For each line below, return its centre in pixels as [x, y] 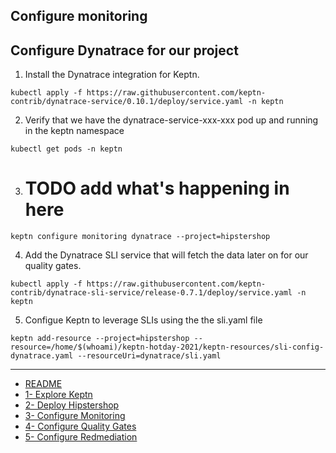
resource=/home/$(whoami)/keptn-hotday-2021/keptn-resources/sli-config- [167, 347]
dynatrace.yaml [42, 356]
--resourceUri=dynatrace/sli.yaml [149, 356]
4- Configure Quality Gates [80, 426]
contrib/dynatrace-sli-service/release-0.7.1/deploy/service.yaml [151, 293]
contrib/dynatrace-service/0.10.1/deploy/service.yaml [127, 102]
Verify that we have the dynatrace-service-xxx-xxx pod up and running [171, 120]
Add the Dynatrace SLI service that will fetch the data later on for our [166, 255]
